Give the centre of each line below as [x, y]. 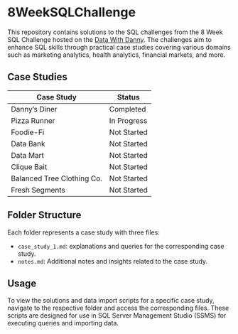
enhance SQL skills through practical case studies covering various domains [119, 47]
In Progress [128, 120]
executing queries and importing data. [63, 323]
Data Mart [28, 155]
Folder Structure [44, 215]
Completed [128, 109]
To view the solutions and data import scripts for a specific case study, [111, 301]
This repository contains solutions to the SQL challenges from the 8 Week [115, 32]
